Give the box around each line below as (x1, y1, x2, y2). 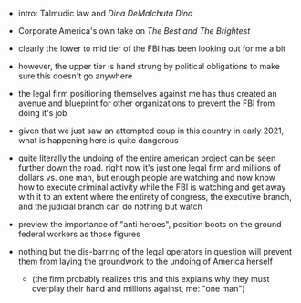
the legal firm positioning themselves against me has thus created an (17, 89, 277, 99)
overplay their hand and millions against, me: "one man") (31, 283, 245, 294)
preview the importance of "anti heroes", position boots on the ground (17, 219, 282, 229)
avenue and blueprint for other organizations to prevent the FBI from (17, 98, 275, 109)
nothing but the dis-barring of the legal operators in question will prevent (17, 246, 293, 256)
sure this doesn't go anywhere (17, 70, 133, 81)
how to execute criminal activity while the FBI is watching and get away (17, 182, 286, 193)
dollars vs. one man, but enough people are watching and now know (17, 172, 276, 183)
